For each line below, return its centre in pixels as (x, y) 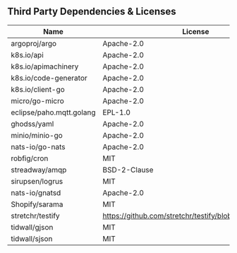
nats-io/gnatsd (36, 192)
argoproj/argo (34, 43)
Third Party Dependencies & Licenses (92, 12)
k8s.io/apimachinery (45, 66)
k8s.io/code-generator (49, 78)
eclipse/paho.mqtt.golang (53, 112)
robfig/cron (30, 158)
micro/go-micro (38, 100)
